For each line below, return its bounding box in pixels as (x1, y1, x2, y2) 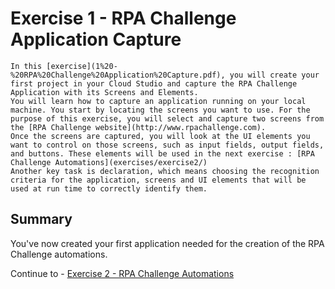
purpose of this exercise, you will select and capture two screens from (10, 113, 325, 124)
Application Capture (10, 28, 182, 51)
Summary (10, 211, 73, 228)
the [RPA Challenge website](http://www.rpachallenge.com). (10, 122, 267, 132)
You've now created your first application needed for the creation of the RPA (10, 237, 325, 249)
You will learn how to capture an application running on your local (10, 96, 307, 106)
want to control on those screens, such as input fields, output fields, (10, 140, 325, 150)
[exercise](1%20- (46, 61, 118, 71)
